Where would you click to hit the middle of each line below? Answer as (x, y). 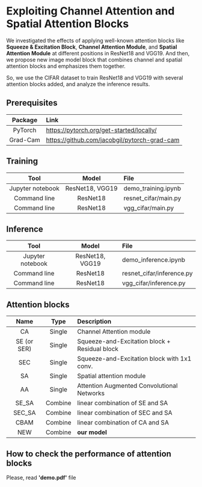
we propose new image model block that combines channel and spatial (94, 60)
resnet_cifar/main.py (152, 198)
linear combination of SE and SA (123, 403)
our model (92, 432)
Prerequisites (32, 103)
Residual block (98, 349)
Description (94, 322)
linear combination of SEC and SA (125, 413)
